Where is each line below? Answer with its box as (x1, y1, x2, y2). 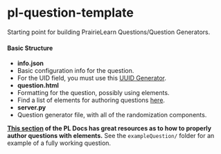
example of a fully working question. (7, 139, 112, 147)
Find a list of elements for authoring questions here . (17, 96, 165, 105)
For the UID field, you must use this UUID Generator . (17, 74, 167, 83)
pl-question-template (7, 5, 134, 21)
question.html (17, 81, 59, 89)
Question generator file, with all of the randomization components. (17, 111, 207, 119)
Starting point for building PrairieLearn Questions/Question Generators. (7, 28, 211, 36)
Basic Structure (7, 44, 53, 52)
